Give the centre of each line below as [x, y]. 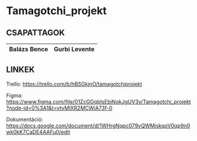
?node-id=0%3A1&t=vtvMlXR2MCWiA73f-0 [59, 108]
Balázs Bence [29, 49]
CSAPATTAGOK [35, 33]
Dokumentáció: [25, 119]
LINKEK [20, 70]
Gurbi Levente [74, 49]
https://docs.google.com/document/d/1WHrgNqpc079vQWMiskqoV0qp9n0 [98, 126]
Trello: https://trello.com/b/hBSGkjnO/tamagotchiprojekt [74, 84]
